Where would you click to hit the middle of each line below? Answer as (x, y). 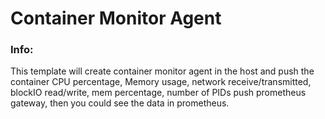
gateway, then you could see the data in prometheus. (120, 103)
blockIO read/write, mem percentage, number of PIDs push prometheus (158, 93)
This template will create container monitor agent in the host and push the (162, 71)
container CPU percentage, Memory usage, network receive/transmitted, (161, 82)
